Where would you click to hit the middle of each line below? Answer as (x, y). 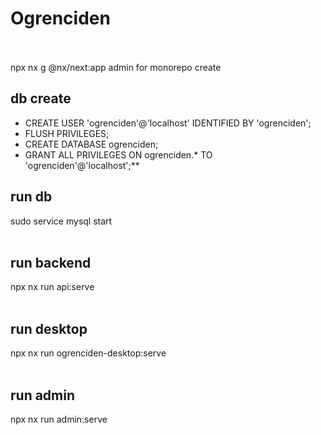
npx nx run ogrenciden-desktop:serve (88, 353)
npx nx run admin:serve (59, 419)
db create (41, 98)
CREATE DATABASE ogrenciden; (91, 144)
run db (31, 197)
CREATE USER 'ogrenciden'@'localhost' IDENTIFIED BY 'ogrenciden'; (168, 123)
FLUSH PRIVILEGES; (67, 133)
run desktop (49, 328)
